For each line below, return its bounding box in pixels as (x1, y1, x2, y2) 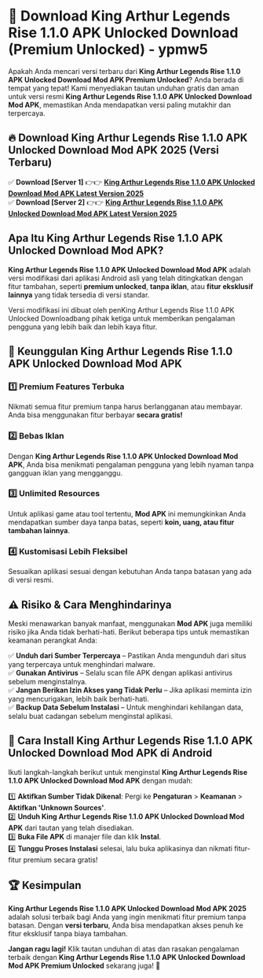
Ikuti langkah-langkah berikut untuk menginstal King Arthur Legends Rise (8, 767, 248, 776)
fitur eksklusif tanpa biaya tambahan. (8, 928, 128, 938)
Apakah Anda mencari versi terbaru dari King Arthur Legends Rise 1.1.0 (8, 66, 241, 76)
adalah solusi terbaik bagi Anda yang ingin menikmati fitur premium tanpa (8, 912, 247, 921)
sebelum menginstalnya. (8, 676, 88, 686)
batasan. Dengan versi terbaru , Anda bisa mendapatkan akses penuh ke (8, 921, 243, 930)
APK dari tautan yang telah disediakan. (8, 823, 134, 832)
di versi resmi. (8, 575, 53, 585)
